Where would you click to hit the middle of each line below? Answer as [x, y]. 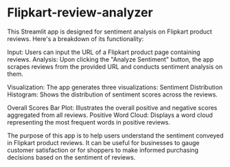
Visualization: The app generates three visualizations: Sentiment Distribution [115, 87]
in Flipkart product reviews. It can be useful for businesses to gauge [103, 142]
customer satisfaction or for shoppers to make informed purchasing [103, 150]
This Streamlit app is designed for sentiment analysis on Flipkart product [110, 31]
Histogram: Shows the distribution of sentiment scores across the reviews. [113, 94]
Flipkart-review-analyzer [80, 13]
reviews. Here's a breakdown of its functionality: [76, 38]
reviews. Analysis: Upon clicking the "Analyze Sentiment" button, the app [111, 59]
